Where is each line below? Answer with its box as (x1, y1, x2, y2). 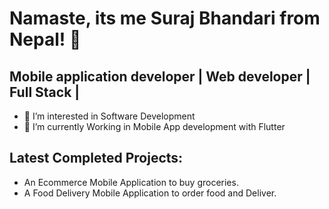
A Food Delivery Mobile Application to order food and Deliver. (23, 187, 277, 199)
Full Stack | (9, 83, 81, 101)
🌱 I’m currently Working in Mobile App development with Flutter (23, 121, 286, 132)
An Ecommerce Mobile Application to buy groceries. (23, 176, 239, 188)
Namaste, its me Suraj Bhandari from (9, 7, 321, 30)
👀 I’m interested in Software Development (23, 110, 196, 122)
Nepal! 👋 (9, 28, 82, 51)
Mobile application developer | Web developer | (9, 68, 311, 85)
